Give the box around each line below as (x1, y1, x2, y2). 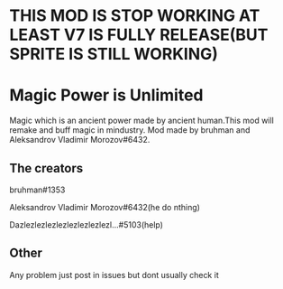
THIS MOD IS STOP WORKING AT (9, 5, 260, 26)
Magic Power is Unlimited (9, 85, 205, 106)
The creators (9, 160, 84, 176)
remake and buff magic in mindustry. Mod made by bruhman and (9, 125, 251, 135)
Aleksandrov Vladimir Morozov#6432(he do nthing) (9, 201, 201, 212)
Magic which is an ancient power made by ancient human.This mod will (9, 115, 275, 126)
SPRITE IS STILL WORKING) (9, 44, 219, 64)
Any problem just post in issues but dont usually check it (9, 269, 219, 280)
